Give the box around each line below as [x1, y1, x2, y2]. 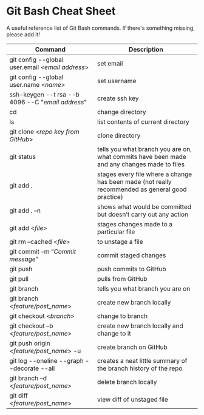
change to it [97, 329, 132, 337]
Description [128, 45, 164, 53]
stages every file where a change [97, 170, 192, 178]
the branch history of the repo [97, 364, 183, 373]
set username [97, 76, 137, 85]
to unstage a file [97, 237, 143, 246]
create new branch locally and [97, 322, 183, 330]
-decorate [9, 364, 39, 373]
